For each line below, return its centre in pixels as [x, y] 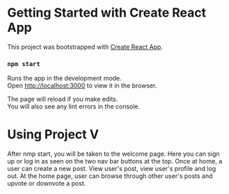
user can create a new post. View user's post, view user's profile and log [112, 169]
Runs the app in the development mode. [64, 79]
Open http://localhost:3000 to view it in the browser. [82, 86]
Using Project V [53, 135]
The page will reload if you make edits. [63, 99]
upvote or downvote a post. [47, 184]
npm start [24, 64]
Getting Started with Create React [107, 13]
